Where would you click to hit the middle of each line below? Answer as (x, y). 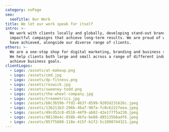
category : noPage (23, 10)
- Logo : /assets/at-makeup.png (43, 71)
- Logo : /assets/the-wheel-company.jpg (52, 94)
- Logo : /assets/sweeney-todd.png (46, 89)
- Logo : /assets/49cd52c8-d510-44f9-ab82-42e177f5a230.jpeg (74, 113)
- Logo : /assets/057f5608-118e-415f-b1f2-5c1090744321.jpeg (74, 122)
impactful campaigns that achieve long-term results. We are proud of (85, 38)
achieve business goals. (36, 61)
